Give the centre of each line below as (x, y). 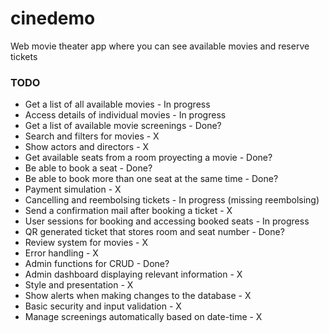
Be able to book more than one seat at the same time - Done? (151, 179)
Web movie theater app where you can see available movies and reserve (160, 46)
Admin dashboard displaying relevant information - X (133, 274)
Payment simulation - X (73, 189)
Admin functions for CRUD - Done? (97, 264)
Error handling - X (61, 253)
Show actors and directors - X (87, 147)
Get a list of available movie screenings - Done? (123, 126)
